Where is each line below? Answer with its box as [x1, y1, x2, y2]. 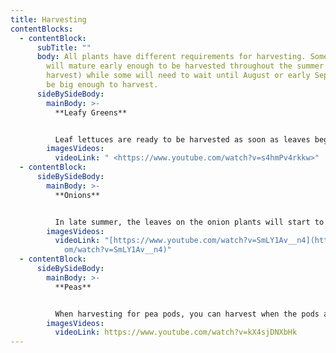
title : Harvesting [10, 14, 87, 25]
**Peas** [54, 282, 92, 292]
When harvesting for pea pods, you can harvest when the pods [54, 309, 320, 319]
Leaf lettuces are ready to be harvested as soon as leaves [54, 134, 311, 145]
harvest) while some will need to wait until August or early [46, 71, 311, 81]
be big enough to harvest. [46, 80, 159, 90]
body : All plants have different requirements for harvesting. [36, 52, 307, 62]
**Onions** [54, 190, 101, 200]
